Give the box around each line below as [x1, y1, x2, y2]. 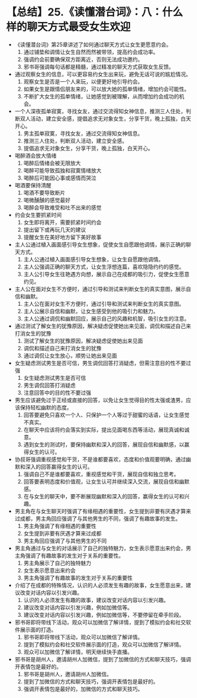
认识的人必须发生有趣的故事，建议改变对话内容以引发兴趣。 [23, 596, 169, 603]
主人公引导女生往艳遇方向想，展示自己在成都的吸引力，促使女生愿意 [23, 270, 190, 277]
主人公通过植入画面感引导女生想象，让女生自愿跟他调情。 [23, 255, 164, 262]
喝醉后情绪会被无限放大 [23, 159, 81, 167]
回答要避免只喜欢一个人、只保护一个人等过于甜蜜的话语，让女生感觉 [23, 411, 190, 418]
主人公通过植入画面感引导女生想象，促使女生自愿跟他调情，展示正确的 [14, 241, 186, 248]
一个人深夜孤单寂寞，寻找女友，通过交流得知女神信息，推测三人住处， [14, 107, 186, 114]
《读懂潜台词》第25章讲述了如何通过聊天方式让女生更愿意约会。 [14, 41, 172, 48]
